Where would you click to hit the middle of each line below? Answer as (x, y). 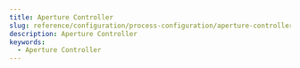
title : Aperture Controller (62, 17)
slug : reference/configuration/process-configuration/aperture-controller (151, 26)
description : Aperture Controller (74, 34)
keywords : (28, 42)
